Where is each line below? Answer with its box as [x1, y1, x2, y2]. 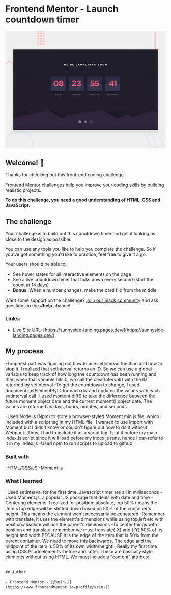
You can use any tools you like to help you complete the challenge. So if [5, 246, 156, 252]
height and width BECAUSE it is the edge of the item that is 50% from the [5, 532, 159, 538]
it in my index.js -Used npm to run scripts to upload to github [5, 440, 133, 447]
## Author [5, 569, 26, 575]
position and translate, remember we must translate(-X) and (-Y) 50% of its [5, 527, 163, 533]
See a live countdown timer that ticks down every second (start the [12, 277, 154, 283]
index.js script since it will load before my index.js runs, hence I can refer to [5, 435, 164, 441]
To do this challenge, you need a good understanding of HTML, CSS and [5, 197, 161, 203]
